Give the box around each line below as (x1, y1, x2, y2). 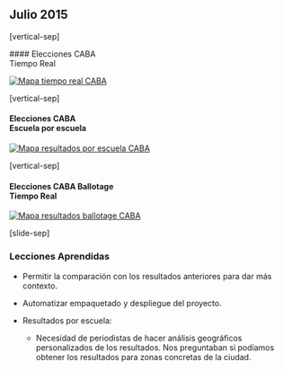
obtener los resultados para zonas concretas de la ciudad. (35, 351, 252, 362)
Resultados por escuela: (22, 314, 112, 326)
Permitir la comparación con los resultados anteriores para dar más (22, 270, 272, 281)
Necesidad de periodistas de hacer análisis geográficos (35, 332, 243, 343)
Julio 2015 (9, 7, 69, 22)
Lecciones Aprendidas (9, 251, 111, 263)
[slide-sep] (9, 228, 50, 239)
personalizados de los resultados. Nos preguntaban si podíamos (35, 341, 275, 353)
